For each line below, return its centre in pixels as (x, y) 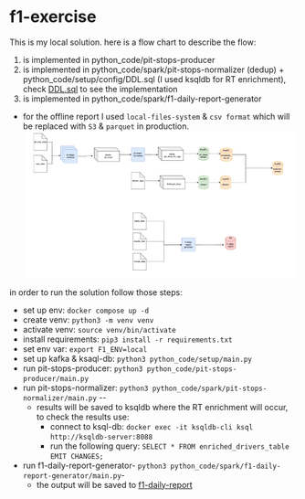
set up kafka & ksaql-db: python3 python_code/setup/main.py (137, 358)
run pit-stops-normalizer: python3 (85, 388)
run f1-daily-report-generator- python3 (95, 465)
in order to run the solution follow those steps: (96, 292)
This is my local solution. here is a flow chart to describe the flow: (133, 42)
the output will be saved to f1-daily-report (115, 484)
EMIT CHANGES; (77, 456)
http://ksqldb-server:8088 (101, 437)
